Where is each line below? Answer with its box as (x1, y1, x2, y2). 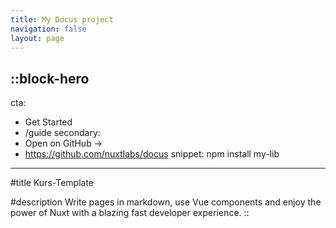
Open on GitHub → (24, 137, 103, 150)
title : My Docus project (10, 14, 114, 25)
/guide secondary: (24, 127, 101, 139)
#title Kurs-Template (10, 177, 94, 189)
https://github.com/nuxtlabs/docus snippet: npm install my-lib (24, 148, 280, 160)
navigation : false (10, 24, 87, 34)
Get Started (24, 116, 73, 128)
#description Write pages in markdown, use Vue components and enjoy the (10, 196, 322, 208)
